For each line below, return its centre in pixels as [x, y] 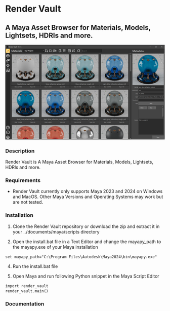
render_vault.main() [27, 291]
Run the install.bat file [35, 266]
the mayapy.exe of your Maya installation [55, 247]
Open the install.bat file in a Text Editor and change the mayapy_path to [87, 242]
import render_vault [27, 286]
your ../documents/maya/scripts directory [56, 231]
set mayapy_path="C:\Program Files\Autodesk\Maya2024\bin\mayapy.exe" [81, 257]
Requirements [23, 180]
